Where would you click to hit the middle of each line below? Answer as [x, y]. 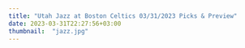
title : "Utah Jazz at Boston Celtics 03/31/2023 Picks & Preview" [123, 16]
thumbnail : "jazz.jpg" [49, 31]
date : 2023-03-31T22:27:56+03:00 [65, 24]
